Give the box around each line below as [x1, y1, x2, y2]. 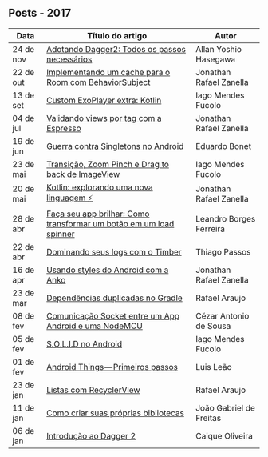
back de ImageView [46, 168, 120, 179]
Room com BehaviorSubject [46, 76, 151, 87]
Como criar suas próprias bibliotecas [46, 407, 185, 419]
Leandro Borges [195, 213, 256, 224]
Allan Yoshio [195, 43, 242, 54]
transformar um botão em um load [46, 218, 175, 229]
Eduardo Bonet [195, 140, 252, 151]
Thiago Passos [195, 246, 251, 257]
